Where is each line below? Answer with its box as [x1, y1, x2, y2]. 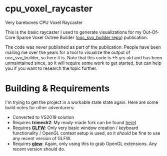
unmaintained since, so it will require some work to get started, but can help [5, 60, 161, 66]
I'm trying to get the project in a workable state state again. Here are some [5, 99, 158, 105]
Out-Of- [142, 29, 159, 35]
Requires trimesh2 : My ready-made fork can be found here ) [12, 119, 136, 125]
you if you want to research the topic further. [5, 65, 97, 71]
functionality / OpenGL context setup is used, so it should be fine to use [12, 130, 160, 136]
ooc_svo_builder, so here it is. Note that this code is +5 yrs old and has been [5, 54, 162, 60]
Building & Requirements [5, 83, 110, 94]
